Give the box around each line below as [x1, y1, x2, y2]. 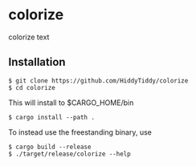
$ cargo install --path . [8, 113, 95, 121]
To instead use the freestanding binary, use [8, 127, 153, 137]
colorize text [8, 32, 50, 42]
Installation [8, 55, 66, 69]
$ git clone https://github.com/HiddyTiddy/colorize [8, 76, 189, 85]
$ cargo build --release [8, 143, 92, 151]
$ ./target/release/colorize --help [8, 150, 131, 158]
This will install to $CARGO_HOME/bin [8, 98, 134, 107]
